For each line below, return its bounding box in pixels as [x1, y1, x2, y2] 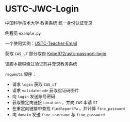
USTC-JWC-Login [5, 3, 79, 14]
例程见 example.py [5, 30, 41, 36]
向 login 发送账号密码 [12, 93, 56, 99]
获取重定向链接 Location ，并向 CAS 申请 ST [12, 99, 98, 105]
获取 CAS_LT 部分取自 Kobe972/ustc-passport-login [5, 51, 107, 56]
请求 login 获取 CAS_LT [12, 81, 57, 87]
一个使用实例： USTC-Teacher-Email [5, 40, 77, 46]
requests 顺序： [5, 71, 37, 77]
